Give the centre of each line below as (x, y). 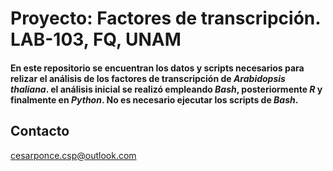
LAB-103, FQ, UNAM (96, 39)
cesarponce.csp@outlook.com (73, 155)
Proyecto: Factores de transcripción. (165, 18)
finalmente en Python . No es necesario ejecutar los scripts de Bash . (154, 99)
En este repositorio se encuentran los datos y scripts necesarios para (157, 68)
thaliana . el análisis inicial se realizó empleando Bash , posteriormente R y (166, 89)
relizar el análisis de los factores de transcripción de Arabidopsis (148, 78)
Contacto (40, 131)
